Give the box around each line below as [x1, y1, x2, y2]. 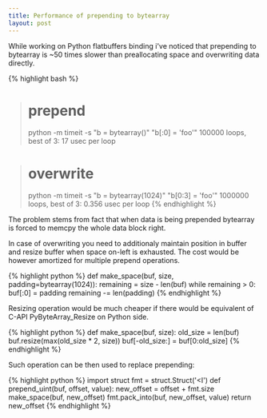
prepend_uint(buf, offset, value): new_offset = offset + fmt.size [8, 384, 214, 394]
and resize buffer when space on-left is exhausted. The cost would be [8, 247, 240, 257]
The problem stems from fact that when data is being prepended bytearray [8, 215, 255, 225]
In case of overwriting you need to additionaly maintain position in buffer [8, 239, 248, 249]
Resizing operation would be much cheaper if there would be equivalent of [8, 304, 254, 313]
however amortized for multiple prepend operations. [8, 256, 180, 265]
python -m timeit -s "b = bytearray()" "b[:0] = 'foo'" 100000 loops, [27, 128, 246, 137]
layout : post [8, 19, 52, 27]
